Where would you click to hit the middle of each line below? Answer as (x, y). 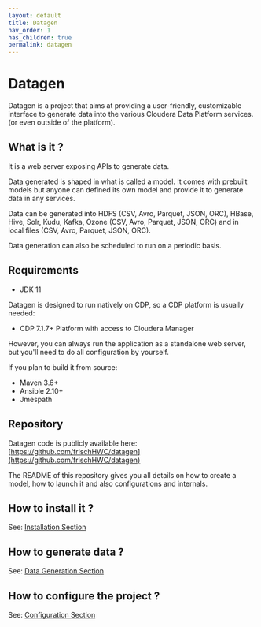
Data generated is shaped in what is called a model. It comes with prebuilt (128, 181)
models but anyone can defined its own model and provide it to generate (126, 189)
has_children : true (40, 37)
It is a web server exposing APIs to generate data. (89, 166)
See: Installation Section (47, 527)
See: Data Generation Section (56, 571)
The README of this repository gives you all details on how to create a (122, 475)
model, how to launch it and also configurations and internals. (108, 483)
